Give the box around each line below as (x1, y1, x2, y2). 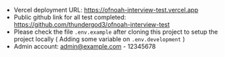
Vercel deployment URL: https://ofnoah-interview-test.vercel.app (13, 6, 198, 14)
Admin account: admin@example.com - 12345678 (13, 43, 156, 50)
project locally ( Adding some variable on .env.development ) (13, 35, 186, 43)
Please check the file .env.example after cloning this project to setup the (13, 27, 218, 36)
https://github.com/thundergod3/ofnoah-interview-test (13, 21, 170, 28)
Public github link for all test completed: (13, 13, 127, 21)
